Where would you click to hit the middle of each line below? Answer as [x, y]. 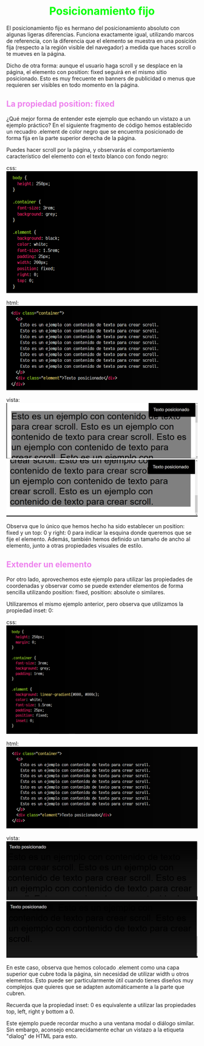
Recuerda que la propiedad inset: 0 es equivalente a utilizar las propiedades [101, 1005]
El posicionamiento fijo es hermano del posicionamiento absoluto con [93, 28]
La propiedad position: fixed [60, 104]
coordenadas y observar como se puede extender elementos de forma [95, 586]
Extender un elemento [49, 565]
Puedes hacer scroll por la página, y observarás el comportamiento [90, 149]
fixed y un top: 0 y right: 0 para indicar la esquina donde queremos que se [99, 533]
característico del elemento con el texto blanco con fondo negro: [87, 156]
